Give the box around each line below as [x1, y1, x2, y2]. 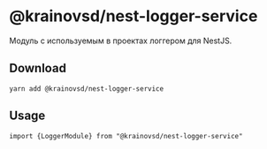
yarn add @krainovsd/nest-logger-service [9, 84, 164, 93]
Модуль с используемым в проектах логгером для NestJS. [9, 35, 233, 46]
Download [9, 61, 66, 76]
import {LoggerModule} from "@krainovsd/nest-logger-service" [9, 131, 243, 140]
